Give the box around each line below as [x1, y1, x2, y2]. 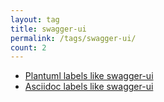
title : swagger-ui [10, 24, 87, 34]
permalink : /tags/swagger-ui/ [10, 33, 137, 43]
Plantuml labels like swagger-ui [24, 70, 154, 82]
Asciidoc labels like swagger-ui [24, 81, 154, 93]
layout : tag [10, 14, 60, 25]
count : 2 [10, 42, 47, 53]
